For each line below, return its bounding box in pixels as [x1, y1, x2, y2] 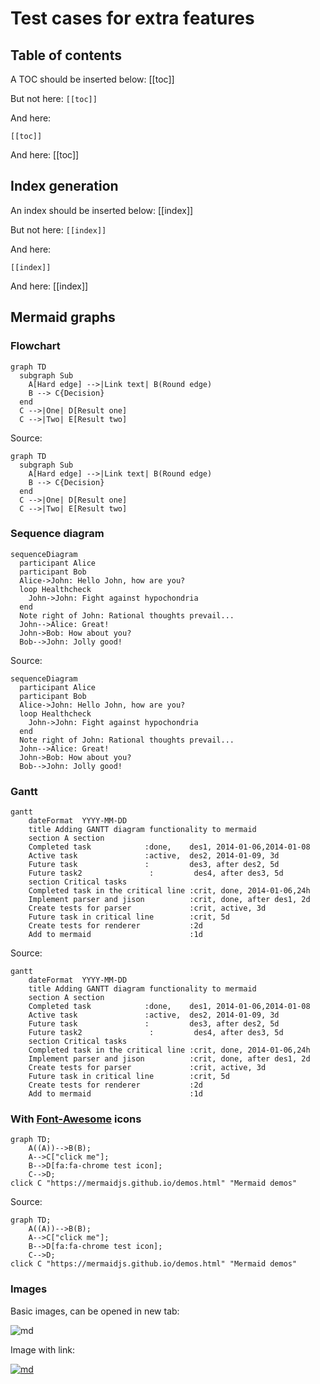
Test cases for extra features [10, 7, 255, 30]
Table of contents [10, 47, 122, 64]
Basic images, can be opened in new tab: [10, 1305, 180, 1317]
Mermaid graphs [10, 309, 116, 326]
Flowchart [10, 339, 61, 353]
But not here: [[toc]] [10, 93, 98, 104]
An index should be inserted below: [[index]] [10, 204, 194, 216]
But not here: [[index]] [10, 223, 107, 236]
